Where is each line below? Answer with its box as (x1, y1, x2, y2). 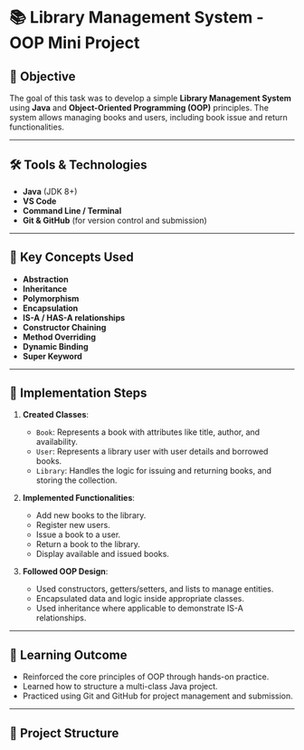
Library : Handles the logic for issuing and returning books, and (35, 466, 272, 476)
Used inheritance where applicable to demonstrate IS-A (35, 603, 244, 614)
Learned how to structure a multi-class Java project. (22, 681, 219, 692)
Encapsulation (22, 303, 79, 313)
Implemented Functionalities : (22, 493, 136, 504)
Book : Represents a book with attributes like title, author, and (35, 427, 261, 437)
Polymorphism (22, 293, 80, 303)
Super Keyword (22, 351, 83, 361)
